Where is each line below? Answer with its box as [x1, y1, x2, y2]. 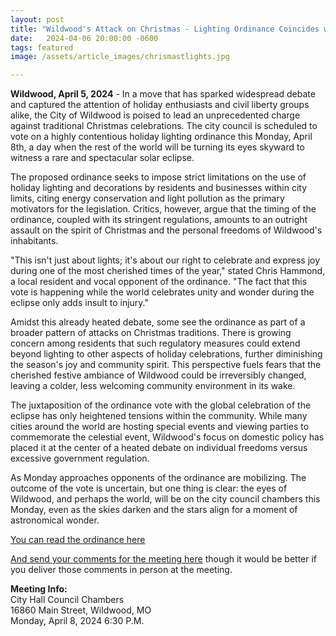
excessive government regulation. [10, 452, 150, 465]
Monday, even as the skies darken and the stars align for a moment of [10, 504, 298, 516]
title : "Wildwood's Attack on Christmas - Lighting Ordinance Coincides [10, 24, 320, 34]
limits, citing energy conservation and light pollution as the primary [10, 192, 285, 205]
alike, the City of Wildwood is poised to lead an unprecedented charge [10, 109, 301, 121]
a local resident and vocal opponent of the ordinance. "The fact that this [10, 276, 308, 288]
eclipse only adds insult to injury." [10, 297, 149, 309]
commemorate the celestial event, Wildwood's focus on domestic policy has [10, 431, 325, 443]
